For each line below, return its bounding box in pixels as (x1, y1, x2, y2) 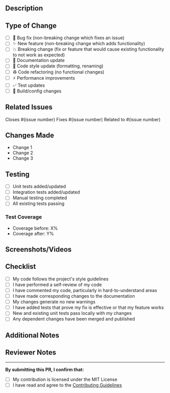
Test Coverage (5, 213, 42, 221)
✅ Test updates (12, 82, 45, 88)
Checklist (5, 262, 36, 271)
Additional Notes (5, 331, 60, 339)
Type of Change (5, 21, 57, 30)
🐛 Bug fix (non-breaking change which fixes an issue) (12, 35, 125, 41)
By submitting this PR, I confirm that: (5, 366, 84, 372)
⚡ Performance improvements (12, 75, 75, 81)
